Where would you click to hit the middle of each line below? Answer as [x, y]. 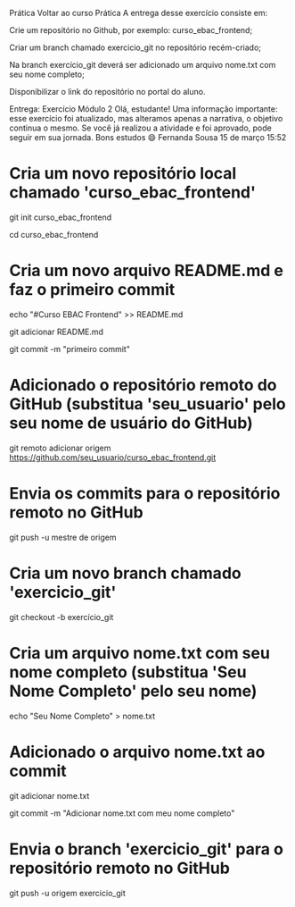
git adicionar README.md [57, 332]
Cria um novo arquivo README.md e [146, 271]
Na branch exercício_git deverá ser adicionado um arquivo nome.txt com [143, 65]
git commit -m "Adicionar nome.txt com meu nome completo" [122, 813]
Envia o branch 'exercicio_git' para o [146, 849]
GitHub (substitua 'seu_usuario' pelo [148, 404]
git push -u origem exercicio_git [68, 893]
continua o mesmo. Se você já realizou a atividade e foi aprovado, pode [140, 128]
